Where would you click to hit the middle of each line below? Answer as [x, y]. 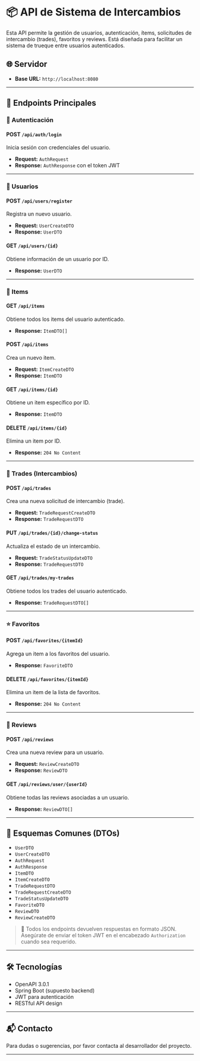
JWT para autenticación [44, 997]
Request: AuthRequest [42, 159]
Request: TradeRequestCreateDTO [55, 513]
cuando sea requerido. [49, 942]
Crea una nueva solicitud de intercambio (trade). [65, 501]
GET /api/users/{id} [32, 246]
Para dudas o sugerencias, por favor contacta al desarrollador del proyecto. [99, 1045]
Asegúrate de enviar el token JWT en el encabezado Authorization [103, 936]
